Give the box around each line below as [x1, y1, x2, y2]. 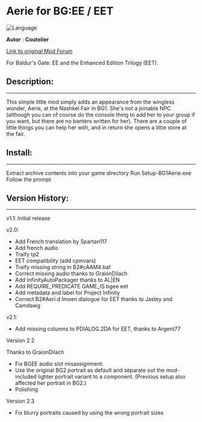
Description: [6, 76, 54, 87]
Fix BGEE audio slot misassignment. [14, 360, 104, 368]
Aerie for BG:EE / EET [6, 4, 114, 18]
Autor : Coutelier [6, 36, 49, 43]
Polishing [14, 386, 38, 393]
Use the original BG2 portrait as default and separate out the [14, 367, 165, 374]
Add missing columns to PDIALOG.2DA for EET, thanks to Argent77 [14, 325, 181, 332]
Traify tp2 [14, 251, 40, 258]
